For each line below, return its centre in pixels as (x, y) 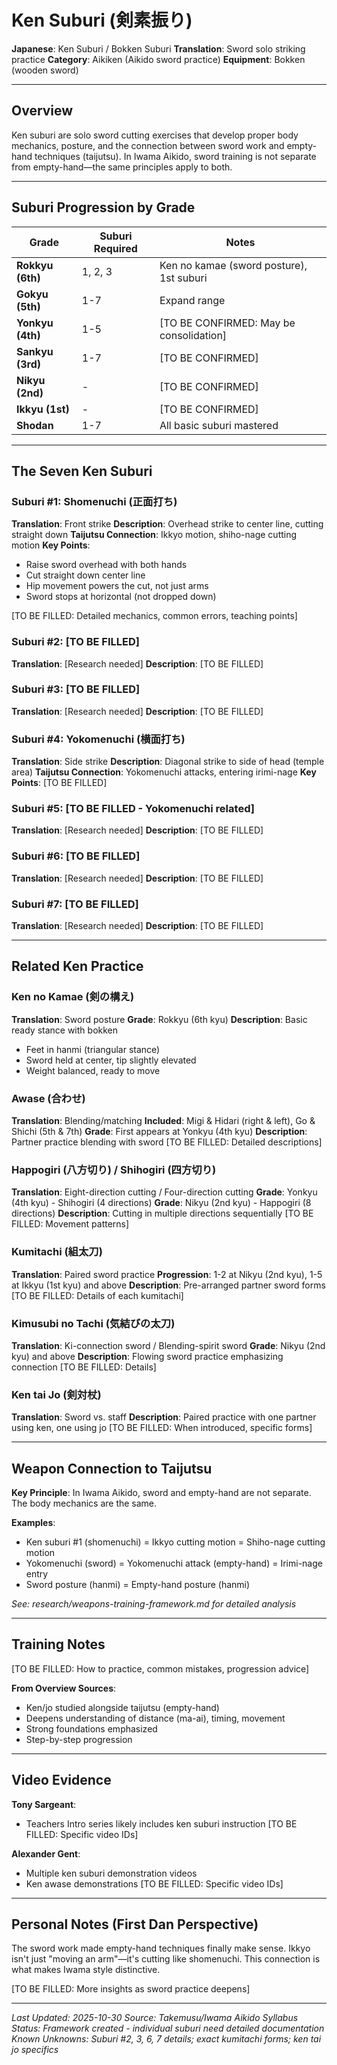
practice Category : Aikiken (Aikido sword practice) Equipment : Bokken (158, 59)
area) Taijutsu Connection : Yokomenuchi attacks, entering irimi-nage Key (164, 772)
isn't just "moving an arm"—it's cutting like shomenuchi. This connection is (166, 1959)
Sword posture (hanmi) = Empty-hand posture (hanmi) (138, 1585)
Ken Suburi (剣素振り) (102, 20)
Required (115, 248)
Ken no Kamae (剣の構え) (73, 997)
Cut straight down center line (85, 575)
